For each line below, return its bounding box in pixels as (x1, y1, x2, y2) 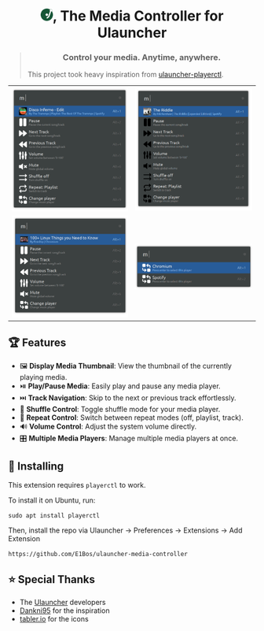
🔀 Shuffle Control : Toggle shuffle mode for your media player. (19, 405, 221, 414)
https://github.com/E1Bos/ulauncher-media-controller (8, 551, 189, 559)
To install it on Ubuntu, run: (8, 496, 96, 505)
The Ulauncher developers (19, 597, 106, 607)
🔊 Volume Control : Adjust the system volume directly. (19, 421, 197, 432)
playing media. (19, 373, 68, 382)
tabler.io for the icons (19, 614, 89, 623)
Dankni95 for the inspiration (19, 606, 110, 615)
